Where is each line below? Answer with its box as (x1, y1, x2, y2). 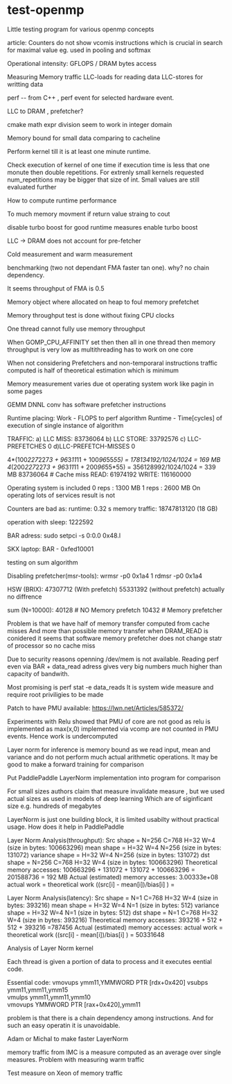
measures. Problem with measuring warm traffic (7, 1055, 145, 1063)
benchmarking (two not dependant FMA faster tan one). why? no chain (7, 263, 210, 272)
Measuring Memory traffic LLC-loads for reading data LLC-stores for (7, 72, 203, 81)
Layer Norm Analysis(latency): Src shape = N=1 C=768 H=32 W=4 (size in (7, 893, 218, 902)
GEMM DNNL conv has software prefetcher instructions (7, 400, 166, 408)
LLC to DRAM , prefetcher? (7, 107, 84, 115)
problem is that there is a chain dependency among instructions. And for (7, 1013, 214, 1022)
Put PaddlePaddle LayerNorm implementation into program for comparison (7, 773, 221, 782)
